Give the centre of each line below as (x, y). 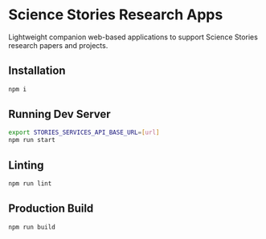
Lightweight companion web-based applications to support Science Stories (133, 37)
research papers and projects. (58, 45)
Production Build (51, 209)
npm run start (32, 140)
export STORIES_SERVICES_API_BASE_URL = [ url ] (84, 133)
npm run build (32, 227)
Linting (26, 165)
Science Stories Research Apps (116, 15)
